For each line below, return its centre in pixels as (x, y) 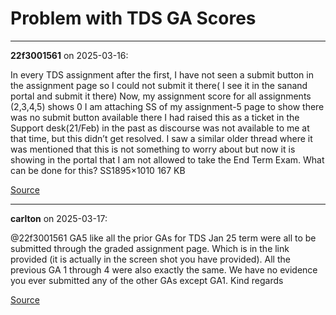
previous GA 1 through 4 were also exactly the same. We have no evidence (164, 269)
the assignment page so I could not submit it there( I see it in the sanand (159, 85)
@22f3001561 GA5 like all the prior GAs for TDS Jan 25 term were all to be (163, 238)
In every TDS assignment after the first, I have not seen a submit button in (162, 74)
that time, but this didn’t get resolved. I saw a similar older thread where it (161, 138)
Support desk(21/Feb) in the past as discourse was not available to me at (160, 128)
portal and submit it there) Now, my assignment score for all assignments (161, 96)
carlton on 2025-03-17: (59, 218)
